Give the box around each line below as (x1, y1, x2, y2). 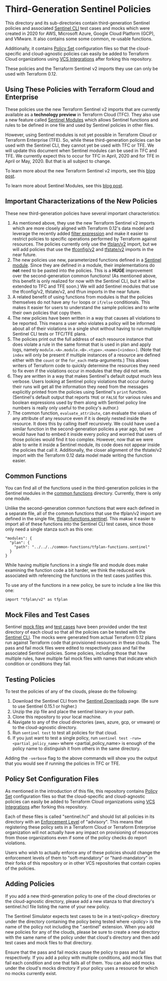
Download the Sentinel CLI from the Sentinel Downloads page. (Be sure (12, 698, 159, 704)
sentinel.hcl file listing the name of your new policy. (5, 903, 110, 909)
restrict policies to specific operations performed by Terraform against (12, 236, 157, 242)
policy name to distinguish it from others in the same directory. (12, 745, 141, 751)
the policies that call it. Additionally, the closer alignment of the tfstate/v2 (12, 447, 162, 453)
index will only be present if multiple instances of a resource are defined (12, 352, 161, 358)
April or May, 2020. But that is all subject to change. (5, 158, 111, 164)
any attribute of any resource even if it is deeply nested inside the (12, 415, 147, 421)
